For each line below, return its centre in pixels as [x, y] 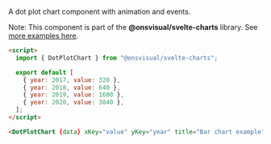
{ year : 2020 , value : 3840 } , [74, 103]
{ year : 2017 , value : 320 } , [72, 80]
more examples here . [44, 36]
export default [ [45, 72]
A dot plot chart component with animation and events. [100, 12]
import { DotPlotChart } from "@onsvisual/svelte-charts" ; [117, 58]
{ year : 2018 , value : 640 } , [72, 88]
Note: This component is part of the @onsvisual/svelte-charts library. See [133, 27]
